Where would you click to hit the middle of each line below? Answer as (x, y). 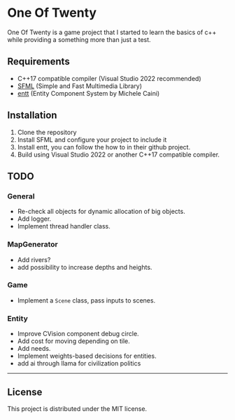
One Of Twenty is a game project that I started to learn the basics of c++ (112, 32)
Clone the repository (47, 132)
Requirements (38, 62)
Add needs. (34, 349)
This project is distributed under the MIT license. (77, 408)
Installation (32, 116)
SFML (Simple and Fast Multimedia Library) (79, 86)
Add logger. (34, 219)
